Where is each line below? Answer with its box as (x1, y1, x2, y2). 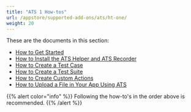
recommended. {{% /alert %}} (6, 99, 83, 107)
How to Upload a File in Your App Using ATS (15, 81, 127, 88)
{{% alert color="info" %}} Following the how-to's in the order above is (6, 93, 185, 100)
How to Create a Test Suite (15, 68, 83, 75)
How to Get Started (15, 49, 64, 56)
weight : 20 (6, 20, 34, 26)
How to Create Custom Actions (15, 74, 94, 82)
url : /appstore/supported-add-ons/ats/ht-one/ (6, 15, 127, 21)
